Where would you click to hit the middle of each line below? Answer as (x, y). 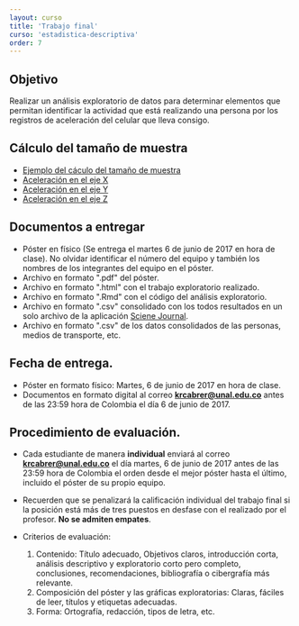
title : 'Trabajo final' (54, 26)
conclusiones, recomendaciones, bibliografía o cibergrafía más (153, 574)
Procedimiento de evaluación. (95, 432)
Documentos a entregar (77, 227)
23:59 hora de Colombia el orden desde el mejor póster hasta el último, (154, 473)
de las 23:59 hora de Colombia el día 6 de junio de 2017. (127, 404)
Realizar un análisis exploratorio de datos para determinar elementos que (145, 101)
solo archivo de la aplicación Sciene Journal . (105, 315)
